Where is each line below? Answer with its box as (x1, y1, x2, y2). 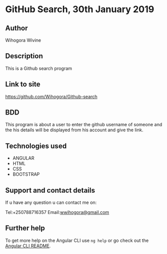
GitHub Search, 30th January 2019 (5, 4, 154, 15)
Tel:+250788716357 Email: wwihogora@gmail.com (5, 209, 110, 215)
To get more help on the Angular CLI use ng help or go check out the (5, 237, 149, 243)
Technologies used (5, 141, 67, 150)
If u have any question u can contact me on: (5, 199, 97, 206)
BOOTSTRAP (12, 171, 40, 177)
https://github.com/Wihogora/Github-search (5, 93, 98, 99)
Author (5, 24, 28, 32)
